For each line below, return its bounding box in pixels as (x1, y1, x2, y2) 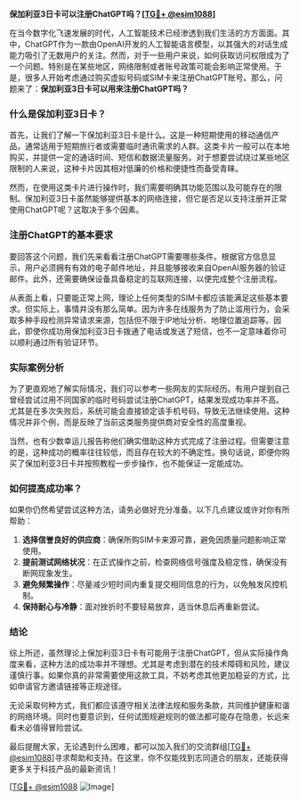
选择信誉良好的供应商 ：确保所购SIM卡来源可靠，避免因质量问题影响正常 (21, 534, 287, 545)
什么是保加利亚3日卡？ (9, 107, 107, 120)
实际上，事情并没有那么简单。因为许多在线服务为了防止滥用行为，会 (32, 303, 282, 314)
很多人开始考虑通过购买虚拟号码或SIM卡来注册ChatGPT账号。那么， (24, 72, 275, 83)
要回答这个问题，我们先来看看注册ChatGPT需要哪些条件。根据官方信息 (9, 251, 269, 261)
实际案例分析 (9, 361, 65, 374)
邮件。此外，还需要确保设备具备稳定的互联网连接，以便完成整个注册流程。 (9, 273, 282, 284)
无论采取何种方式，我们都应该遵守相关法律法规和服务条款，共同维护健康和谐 (9, 700, 290, 711)
